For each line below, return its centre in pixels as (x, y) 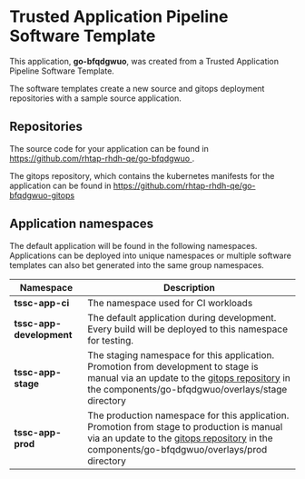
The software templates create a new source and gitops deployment (137, 88)
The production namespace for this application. (188, 415)
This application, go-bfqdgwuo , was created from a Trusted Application (144, 61)
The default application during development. (182, 317)
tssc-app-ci (42, 303)
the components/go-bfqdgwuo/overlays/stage (187, 389)
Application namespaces (82, 224)
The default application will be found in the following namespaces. (133, 245)
